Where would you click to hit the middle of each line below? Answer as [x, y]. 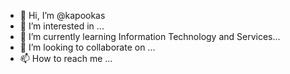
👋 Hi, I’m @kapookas [62, 15]
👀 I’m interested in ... [62, 26]
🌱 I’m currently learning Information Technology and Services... [150, 36]
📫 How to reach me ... [66, 58]
